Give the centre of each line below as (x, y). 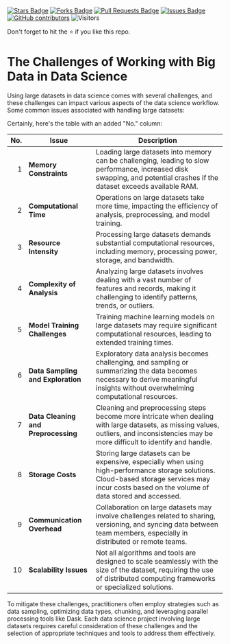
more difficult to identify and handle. (154, 441)
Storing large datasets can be (143, 453)
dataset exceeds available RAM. (147, 186)
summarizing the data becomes (146, 371)
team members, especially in (142, 533)
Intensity (43, 251)
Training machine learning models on (155, 317)
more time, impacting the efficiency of (157, 206)
